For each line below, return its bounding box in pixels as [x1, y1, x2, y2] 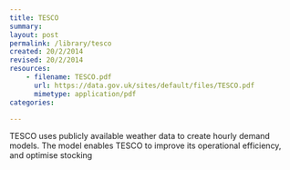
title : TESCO [9, 13, 59, 23]
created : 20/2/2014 [9, 47, 84, 56]
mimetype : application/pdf [33, 89, 137, 98]
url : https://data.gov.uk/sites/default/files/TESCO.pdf [33, 81, 255, 90]
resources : [9, 65, 51, 74]
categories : [9, 97, 55, 107]
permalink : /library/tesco [9, 38, 112, 48]
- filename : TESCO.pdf [26, 73, 112, 82]
